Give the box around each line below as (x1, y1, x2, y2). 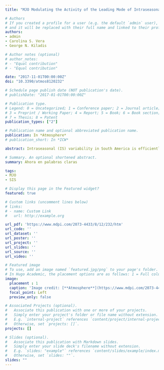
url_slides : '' (5, 245, 36, 250)
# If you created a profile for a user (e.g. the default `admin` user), (5, 21, 159, 25)
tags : (5, 168, 16, 174)
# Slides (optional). (5, 335, 49, 340)
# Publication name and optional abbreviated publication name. (5, 128, 139, 133)
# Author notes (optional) (5, 52, 60, 57)
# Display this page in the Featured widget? (5, 186, 99, 191)
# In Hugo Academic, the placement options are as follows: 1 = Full (5, 272, 150, 277)
